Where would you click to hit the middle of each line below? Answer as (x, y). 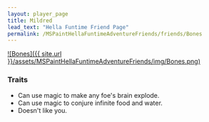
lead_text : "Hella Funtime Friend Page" (68, 27)
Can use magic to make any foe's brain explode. (88, 95)
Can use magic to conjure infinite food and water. (90, 103)
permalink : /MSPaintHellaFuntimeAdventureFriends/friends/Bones (105, 34)
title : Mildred (30, 21)
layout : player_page (38, 14)
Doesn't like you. (42, 110)
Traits (18, 80)
